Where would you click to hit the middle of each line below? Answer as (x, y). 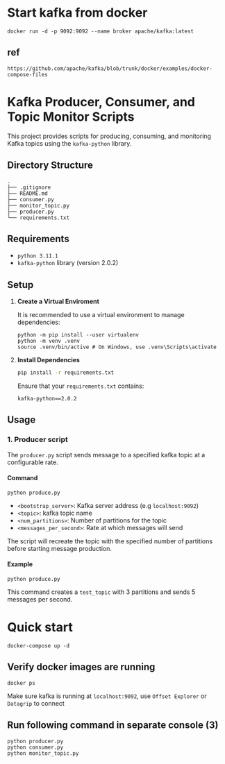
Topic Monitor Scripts (71, 117)
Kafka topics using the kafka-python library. (69, 143)
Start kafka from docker (77, 13)
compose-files (28, 74)
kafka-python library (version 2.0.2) (68, 263)
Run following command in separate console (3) (113, 725)
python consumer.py (35, 747)
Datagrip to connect (36, 703)
